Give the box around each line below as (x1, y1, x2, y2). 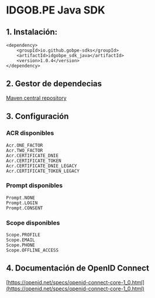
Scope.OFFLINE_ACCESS (6, 248, 59, 253)
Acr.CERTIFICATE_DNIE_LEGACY (6, 162, 77, 169)
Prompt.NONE (6, 195, 35, 201)
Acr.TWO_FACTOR (6, 147, 43, 153)
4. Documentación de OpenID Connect (6, 263, 149, 273)
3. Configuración (6, 111, 69, 121)
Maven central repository (6, 94, 67, 101)
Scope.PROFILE (6, 232, 41, 238)
